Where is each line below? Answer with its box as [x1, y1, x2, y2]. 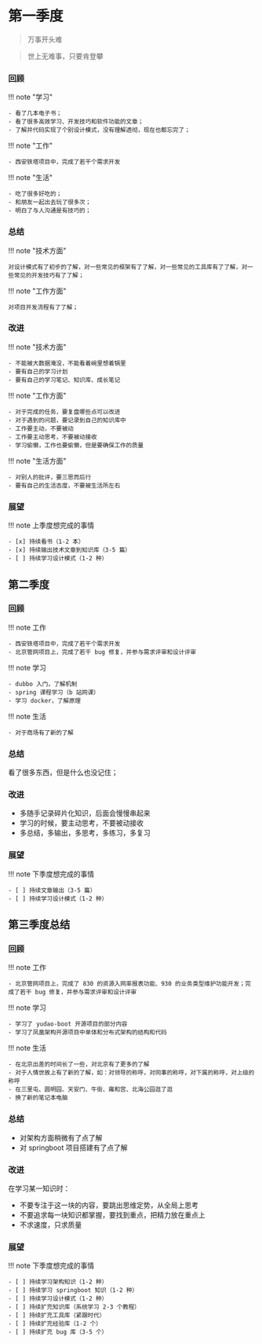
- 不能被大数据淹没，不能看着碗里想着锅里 [8, 359, 127, 367]
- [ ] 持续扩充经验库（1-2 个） [8, 1320, 102, 1328]
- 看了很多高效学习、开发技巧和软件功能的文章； [8, 118, 144, 126]
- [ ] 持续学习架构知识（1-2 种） [8, 1278, 108, 1286]
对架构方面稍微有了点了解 [19, 1133, 103, 1142]
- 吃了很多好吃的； [8, 190, 63, 198]
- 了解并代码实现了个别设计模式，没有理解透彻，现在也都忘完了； [8, 127, 191, 134]
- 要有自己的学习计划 [8, 367, 68, 376]
